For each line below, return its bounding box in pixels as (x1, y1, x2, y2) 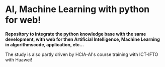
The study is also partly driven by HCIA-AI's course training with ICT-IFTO (5, 51, 158, 57)
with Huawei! (5, 56, 32, 62)
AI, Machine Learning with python (5, 4, 150, 15)
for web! (5, 14, 41, 26)
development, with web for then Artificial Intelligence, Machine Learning (5, 36, 160, 42)
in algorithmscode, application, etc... (5, 41, 85, 47)
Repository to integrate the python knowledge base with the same (5, 31, 146, 37)
